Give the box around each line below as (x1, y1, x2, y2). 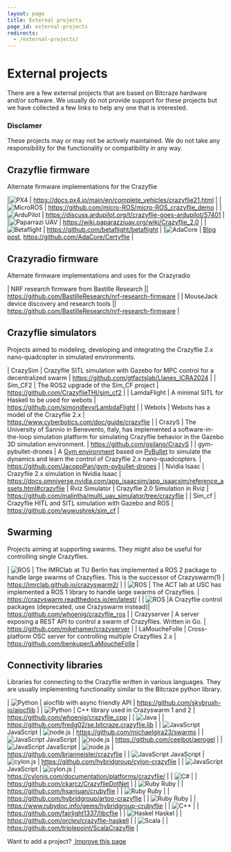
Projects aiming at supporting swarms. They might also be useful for (7, 545, 202, 553)
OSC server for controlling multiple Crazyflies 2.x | (32, 632, 176, 640)
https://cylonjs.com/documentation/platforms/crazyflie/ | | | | (7, 772, 197, 781)
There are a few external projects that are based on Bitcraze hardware (7, 89, 207, 97)
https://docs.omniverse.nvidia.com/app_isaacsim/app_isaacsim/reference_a (7, 477, 224, 485)
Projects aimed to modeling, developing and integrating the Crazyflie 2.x (7, 345, 214, 354)
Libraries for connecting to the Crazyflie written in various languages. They (7, 678, 221, 686)
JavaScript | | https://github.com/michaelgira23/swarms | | (7, 728, 204, 736)
